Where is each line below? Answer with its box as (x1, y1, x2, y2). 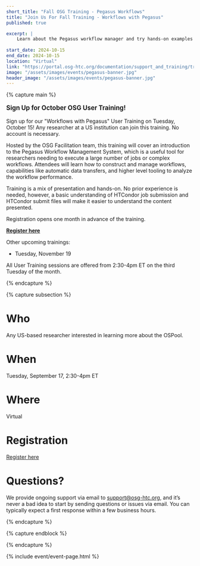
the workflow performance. (6, 173, 73, 181)
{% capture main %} (6, 91, 57, 98)
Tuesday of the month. (6, 268, 62, 275)
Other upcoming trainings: (6, 238, 70, 245)
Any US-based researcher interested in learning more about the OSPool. (6, 331, 183, 338)
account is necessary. (6, 130, 61, 137)
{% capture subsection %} (6, 291, 71, 298)
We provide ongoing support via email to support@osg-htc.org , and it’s (6, 494, 180, 501)
